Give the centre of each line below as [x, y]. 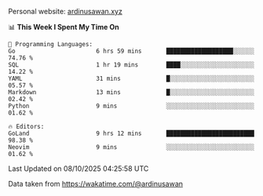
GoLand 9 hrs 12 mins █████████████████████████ [131, 133]
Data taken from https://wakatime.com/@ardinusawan [95, 184]
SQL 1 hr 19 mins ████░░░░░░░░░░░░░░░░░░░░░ [131, 65]
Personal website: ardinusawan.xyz [66, 11]
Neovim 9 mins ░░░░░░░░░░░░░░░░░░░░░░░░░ [131, 147]
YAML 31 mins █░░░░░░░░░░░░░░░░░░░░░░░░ [131, 78]
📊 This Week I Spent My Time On [64, 27]
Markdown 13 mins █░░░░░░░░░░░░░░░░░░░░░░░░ [131, 93]
